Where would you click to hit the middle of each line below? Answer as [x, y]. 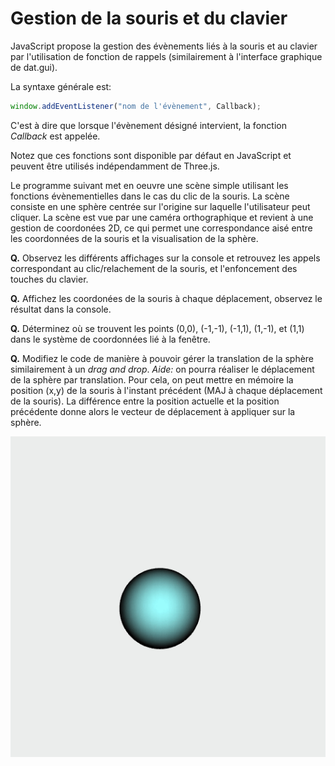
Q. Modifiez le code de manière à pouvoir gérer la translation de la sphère [162, 358]
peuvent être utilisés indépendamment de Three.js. [115, 166]
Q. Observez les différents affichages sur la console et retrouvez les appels [165, 258]
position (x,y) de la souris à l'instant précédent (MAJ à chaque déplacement [166, 390]
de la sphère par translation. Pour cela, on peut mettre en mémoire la [152, 379]
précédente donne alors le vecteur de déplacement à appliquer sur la [153, 411]
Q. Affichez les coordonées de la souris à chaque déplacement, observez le [166, 298]
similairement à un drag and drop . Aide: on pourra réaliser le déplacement [162, 369]
